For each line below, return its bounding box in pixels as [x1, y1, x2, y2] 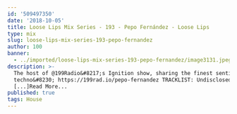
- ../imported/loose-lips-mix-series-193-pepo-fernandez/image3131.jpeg [13, 57, 232, 64]
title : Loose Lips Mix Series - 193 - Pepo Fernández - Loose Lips [7, 23, 210, 30]
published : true [7, 89, 55, 96]
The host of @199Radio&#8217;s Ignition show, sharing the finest [13, 69, 213, 76]
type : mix [7, 30, 37, 38]
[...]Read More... [13, 83, 68, 90]
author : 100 [7, 43, 42, 50]
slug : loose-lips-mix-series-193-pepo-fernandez [7, 37, 153, 44]
